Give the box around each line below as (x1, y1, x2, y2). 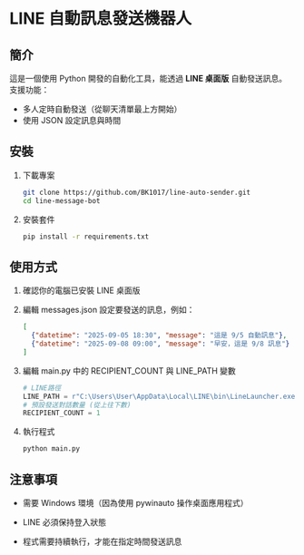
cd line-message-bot (22, 196, 101, 205)
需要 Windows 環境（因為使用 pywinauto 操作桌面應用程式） (22, 497, 249, 508)
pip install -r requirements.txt (22, 232, 150, 241)
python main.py (22, 444, 81, 453)
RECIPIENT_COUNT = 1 (22, 409, 101, 418)
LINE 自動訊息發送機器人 (9, 8, 192, 29)
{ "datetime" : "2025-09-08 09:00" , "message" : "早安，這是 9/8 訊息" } (31, 339, 290, 348)
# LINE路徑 (22, 383, 62, 393)
